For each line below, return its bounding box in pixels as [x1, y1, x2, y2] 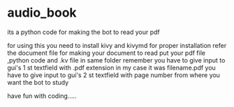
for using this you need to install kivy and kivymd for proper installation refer [7, 41, 227, 49]
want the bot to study [7, 78, 69, 86]
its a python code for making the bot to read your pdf [7, 28, 160, 36]
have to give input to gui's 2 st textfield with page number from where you [7, 71, 220, 79]
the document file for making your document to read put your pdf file [7, 49, 206, 57]
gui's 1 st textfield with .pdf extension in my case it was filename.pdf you [7, 63, 217, 72]
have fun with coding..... [7, 92, 77, 100]
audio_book [7, 5, 77, 21]
